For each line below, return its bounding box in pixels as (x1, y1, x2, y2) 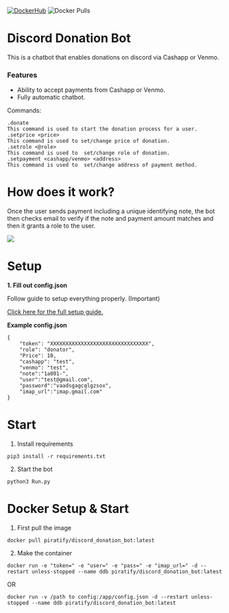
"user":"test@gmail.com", (19, 376, 94, 383)
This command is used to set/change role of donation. (7, 149, 170, 157)
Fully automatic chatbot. (16, 93, 86, 101)
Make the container (16, 549, 72, 557)
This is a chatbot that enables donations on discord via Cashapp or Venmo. (7, 53, 219, 61)
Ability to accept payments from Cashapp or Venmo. (16, 86, 166, 94)
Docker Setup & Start (7, 501, 129, 517)
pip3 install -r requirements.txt (7, 453, 106, 460)
